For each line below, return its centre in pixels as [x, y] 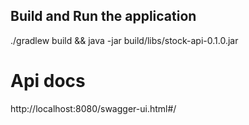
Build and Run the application [103, 16]
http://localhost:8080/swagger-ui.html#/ [93, 108]
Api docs [48, 81]
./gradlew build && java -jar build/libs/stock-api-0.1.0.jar [124, 40]
